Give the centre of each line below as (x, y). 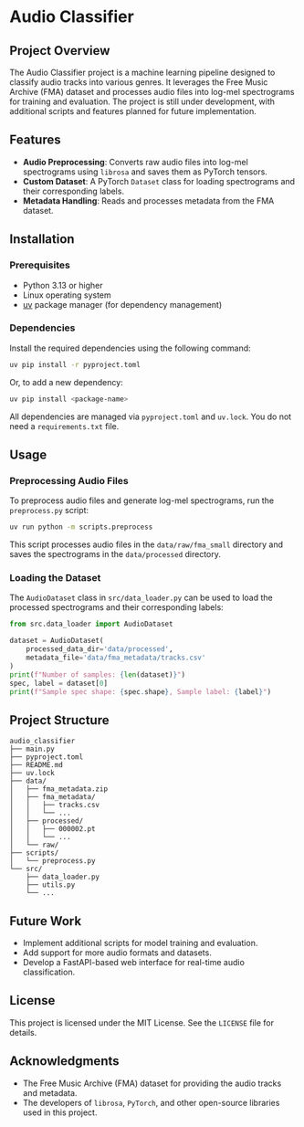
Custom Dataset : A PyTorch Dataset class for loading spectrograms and (158, 181)
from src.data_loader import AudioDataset (91, 624)
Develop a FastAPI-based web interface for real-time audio (133, 963)
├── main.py (32, 749)
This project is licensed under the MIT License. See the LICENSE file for (142, 1022)
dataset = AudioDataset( (57, 641)
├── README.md (37, 765)
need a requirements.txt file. (64, 426)
